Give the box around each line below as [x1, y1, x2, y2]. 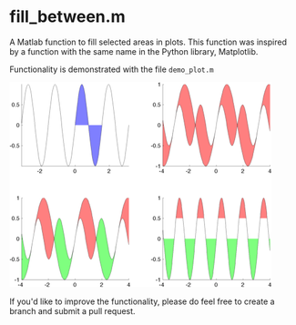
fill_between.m [9, 6, 126, 27]
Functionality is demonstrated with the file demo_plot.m [9, 64, 214, 75]
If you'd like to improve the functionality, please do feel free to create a [9, 296, 275, 307]
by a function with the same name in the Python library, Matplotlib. [9, 46, 259, 56]
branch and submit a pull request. [9, 305, 136, 316]
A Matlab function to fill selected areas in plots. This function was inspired [9, 36, 287, 47]
